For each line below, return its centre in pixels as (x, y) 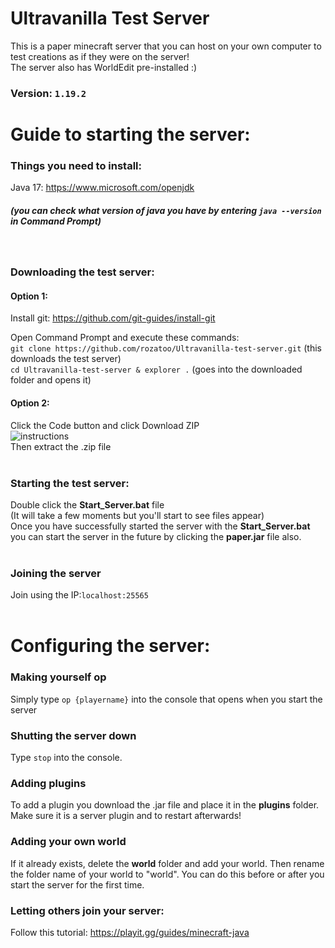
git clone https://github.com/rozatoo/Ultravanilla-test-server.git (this (166, 348)
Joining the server (56, 573)
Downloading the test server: (82, 272)
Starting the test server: (70, 483)
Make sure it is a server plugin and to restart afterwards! (126, 816)
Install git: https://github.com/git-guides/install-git (113, 318)
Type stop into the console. (66, 758)
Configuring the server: (110, 646)
